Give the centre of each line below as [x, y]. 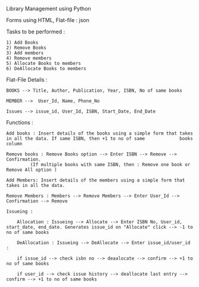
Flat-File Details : [27, 79]
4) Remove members [29, 58]
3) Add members [25, 53]
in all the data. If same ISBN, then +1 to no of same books [100, 139]
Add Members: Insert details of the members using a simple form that [96, 180]
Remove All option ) [32, 170]
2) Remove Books [26, 48]
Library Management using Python [49, 9]
